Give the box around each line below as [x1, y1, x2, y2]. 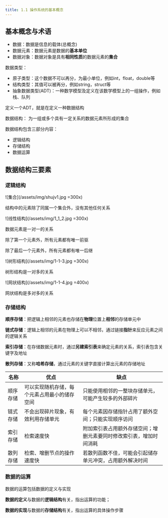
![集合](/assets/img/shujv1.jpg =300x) [5, 194, 83, 200]
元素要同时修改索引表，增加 [87, 433, 153, 440]
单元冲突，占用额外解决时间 [82, 457, 148, 464]
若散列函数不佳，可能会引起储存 [82, 450, 158, 457]
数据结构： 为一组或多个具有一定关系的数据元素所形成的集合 [5, 115, 129, 121]
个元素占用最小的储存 [24, 391, 74, 398]
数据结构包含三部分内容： [5, 126, 58, 132]
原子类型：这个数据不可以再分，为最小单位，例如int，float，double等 [12, 75, 155, 81]
